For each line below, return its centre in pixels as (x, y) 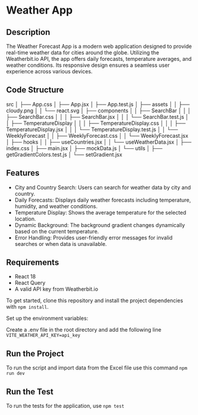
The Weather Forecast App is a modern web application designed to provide (99, 46)
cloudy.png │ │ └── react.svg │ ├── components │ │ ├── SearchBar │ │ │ (99, 111)
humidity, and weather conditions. (56, 206)
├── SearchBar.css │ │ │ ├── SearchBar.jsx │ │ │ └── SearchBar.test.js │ (98, 116)
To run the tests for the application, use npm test (65, 406)
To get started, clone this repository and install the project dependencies (95, 301)
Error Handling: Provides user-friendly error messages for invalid (93, 238)
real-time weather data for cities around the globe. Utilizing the (83, 53)
